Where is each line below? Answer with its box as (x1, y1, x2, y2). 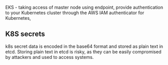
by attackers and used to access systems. (5, 54, 94, 60)
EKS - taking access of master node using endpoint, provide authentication (5, 5, 163, 10)
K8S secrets (5, 30, 45, 39)
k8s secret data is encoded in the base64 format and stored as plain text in (5, 43, 163, 49)
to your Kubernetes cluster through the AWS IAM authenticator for (5, 10, 145, 16)
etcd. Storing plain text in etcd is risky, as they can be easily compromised (5, 48, 162, 55)
